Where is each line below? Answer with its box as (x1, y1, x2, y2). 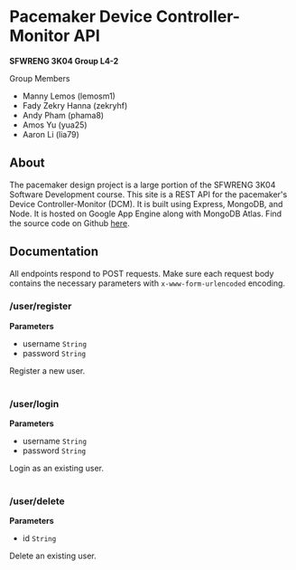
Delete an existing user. (9, 550, 97, 562)
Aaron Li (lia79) (22, 128, 79, 139)
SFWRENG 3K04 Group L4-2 (9, 55, 119, 66)
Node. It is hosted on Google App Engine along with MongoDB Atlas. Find (9, 208, 282, 219)
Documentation (9, 244, 99, 260)
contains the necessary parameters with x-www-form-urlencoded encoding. (9, 278, 286, 289)
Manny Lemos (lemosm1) (22, 90, 116, 101)
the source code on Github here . (9, 217, 130, 228)
